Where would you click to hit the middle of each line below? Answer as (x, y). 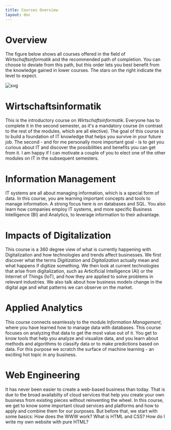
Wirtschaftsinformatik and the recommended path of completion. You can (83, 60)
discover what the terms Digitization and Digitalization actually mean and (82, 260)
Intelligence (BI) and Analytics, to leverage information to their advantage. (83, 215)
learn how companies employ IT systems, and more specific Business (79, 209)
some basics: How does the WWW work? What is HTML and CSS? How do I (85, 417)
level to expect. (21, 76)
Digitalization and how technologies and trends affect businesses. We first (83, 255)
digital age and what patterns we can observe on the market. (69, 287)
